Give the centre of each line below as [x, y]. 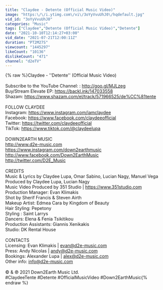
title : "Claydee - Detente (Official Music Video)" [60, 10]
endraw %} [17, 283]
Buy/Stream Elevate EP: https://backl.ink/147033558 [59, 91]
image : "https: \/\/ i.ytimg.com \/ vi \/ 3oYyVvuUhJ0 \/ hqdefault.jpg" [75, 15]
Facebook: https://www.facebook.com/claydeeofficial [61, 118]
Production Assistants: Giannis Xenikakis [47, 224]
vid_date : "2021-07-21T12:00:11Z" [41, 38]
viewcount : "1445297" [28, 47]
